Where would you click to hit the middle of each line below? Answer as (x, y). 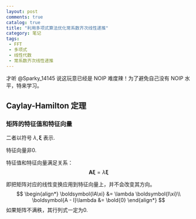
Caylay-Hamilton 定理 (46, 105)
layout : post (22, 11)
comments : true (25, 17)
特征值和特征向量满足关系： (40, 163)
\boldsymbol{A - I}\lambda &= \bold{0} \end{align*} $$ (99, 200)
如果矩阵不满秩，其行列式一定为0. (47, 210)
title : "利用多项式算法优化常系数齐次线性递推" (57, 28)
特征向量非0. (21, 150)
